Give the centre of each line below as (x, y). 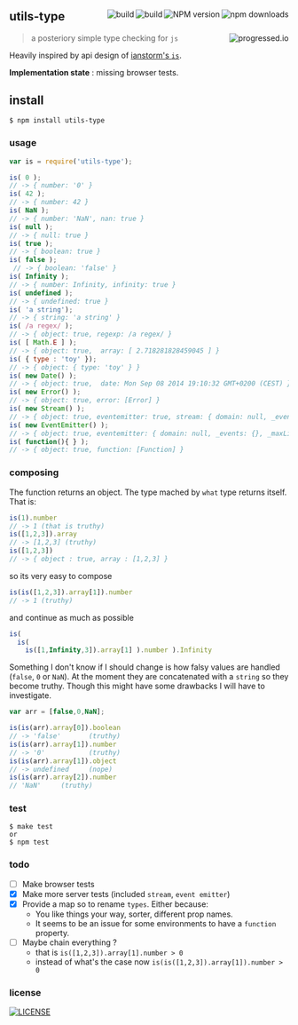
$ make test (31, 827)
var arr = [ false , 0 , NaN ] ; (57, 712)
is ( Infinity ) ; (39, 277)
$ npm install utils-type (57, 121)
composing (34, 473)
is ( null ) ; (31, 226)
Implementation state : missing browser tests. (94, 72)
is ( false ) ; (33, 260)
